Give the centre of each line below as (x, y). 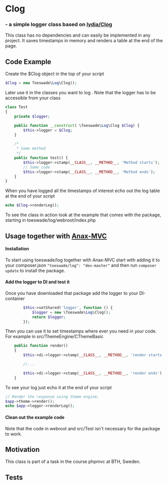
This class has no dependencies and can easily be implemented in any (78, 35)
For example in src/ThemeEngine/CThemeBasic (54, 337)
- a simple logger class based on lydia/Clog (59, 25)
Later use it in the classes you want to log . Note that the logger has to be (80, 93)
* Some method (31, 148)
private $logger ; (32, 116)
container (15, 298)
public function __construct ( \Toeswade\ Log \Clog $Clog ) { (77, 125)
